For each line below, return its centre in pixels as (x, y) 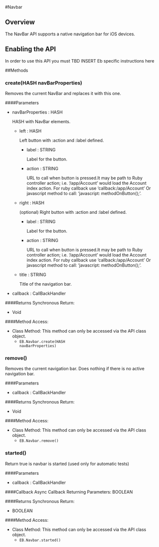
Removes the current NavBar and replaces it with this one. (63, 93)
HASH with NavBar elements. (41, 121)
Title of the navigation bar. (45, 284)
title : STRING (33, 274)
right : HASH (32, 203)
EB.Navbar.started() (40, 540)
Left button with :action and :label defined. (62, 140)
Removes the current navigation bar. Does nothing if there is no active (75, 369)
